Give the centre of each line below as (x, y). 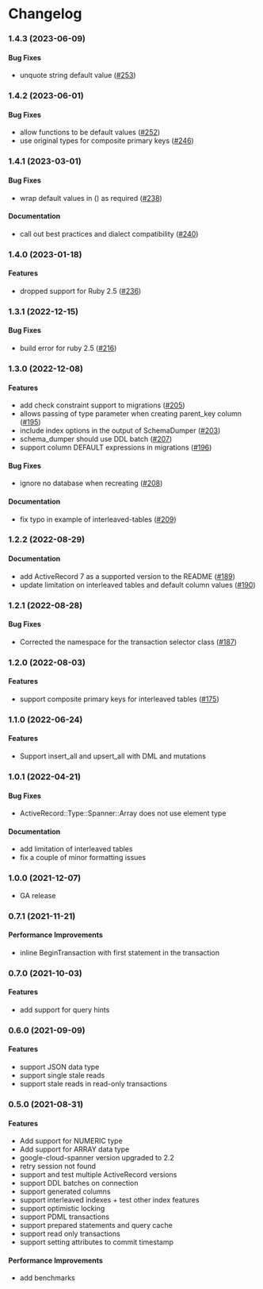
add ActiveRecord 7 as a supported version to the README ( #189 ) (128, 576)
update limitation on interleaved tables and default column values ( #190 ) (137, 585)
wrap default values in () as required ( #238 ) (91, 198)
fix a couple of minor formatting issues (83, 858)
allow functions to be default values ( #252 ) (90, 133)
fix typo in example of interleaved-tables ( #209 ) (98, 519)
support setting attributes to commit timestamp (97, 1242)
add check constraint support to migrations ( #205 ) (102, 405)
